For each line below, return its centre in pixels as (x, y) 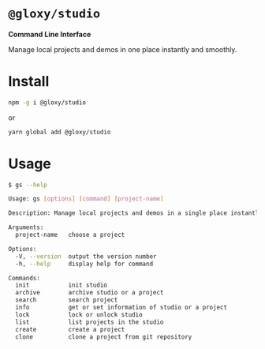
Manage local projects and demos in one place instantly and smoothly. (123, 49)
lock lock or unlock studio (79, 314)
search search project (67, 300)
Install (29, 82)
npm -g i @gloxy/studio (47, 102)
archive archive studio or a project (90, 293)
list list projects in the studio (90, 322)
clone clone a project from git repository (104, 337)
